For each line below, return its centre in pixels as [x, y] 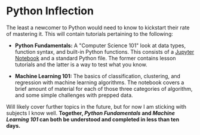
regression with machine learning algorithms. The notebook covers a [99, 82]
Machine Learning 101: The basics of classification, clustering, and [98, 76]
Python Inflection [50, 11]
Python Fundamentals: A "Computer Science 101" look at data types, [100, 45]
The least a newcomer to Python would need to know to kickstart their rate [98, 27]
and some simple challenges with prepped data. [74, 95]
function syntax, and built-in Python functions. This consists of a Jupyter [104, 51]
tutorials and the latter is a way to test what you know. [81, 65]
